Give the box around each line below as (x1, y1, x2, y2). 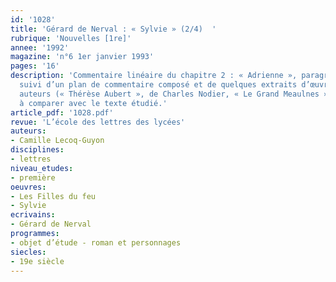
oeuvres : (10, 182, 47, 192)
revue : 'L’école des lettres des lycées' (10, 117, 186, 127)
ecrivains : (10, 210, 56, 220)
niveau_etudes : (10, 163, 74, 173)
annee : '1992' (10, 42, 70, 53)
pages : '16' (10, 61, 60, 71)
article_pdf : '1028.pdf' (10, 107, 114, 118)
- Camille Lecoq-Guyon (10, 136, 105, 146)
